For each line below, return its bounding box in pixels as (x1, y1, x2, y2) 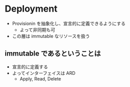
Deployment (5, 3, 58, 15)
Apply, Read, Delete (19, 75, 61, 81)
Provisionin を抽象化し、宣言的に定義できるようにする (12, 20, 126, 26)
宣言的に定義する (12, 64, 48, 70)
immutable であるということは (5, 49, 101, 58)
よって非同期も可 (19, 26, 55, 33)
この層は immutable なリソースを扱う (12, 33, 90, 39)
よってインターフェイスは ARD (12, 70, 76, 76)
